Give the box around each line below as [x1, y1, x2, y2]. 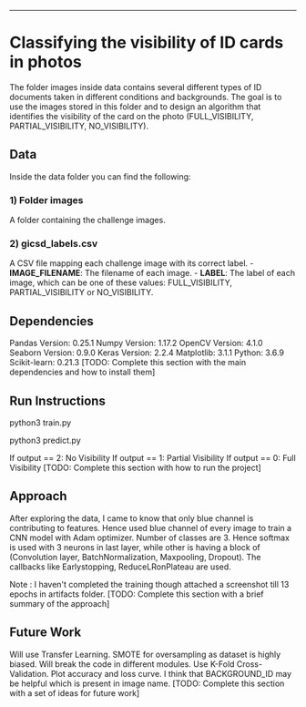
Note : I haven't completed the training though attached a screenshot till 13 [9, 579, 290, 589]
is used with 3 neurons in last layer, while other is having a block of [9, 541, 261, 552]
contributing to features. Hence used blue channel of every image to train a [9, 522, 292, 533]
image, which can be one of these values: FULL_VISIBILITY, [9, 277, 233, 288]
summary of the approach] [9, 598, 110, 609]
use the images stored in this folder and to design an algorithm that [9, 101, 261, 112]
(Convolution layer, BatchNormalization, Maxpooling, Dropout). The [9, 551, 261, 562]
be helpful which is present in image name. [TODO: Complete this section [9, 678, 285, 689]
